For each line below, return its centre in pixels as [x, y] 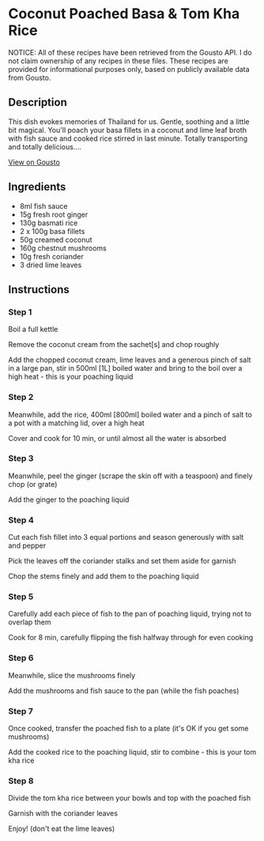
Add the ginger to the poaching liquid [69, 500]
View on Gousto [34, 162]
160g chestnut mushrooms [63, 248]
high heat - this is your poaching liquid [71, 377]
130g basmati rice [49, 223]
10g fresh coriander [52, 256]
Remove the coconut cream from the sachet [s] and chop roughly [114, 345]
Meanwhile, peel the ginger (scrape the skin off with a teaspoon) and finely [130, 476]
